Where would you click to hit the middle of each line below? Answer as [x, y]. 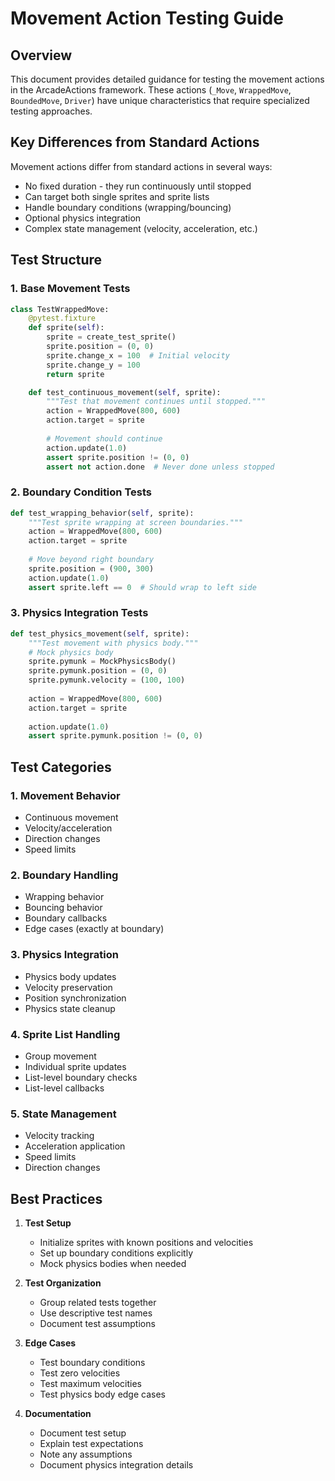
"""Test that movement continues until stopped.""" [156, 402]
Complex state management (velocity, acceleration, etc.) [141, 228]
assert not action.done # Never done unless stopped [160, 467]
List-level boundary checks [81, 1077]
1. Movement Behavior [65, 795]
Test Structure [56, 260]
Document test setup [83, 1433]
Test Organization [63, 1283]
